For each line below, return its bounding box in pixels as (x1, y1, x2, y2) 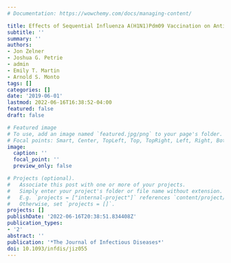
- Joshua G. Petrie (7, 54, 63, 62)
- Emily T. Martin (7, 67, 60, 74)
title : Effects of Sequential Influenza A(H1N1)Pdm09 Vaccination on (7, 22, 211, 30)
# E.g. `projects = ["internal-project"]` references (7, 194, 170, 201)
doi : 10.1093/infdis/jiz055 (7, 245, 88, 252)
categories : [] (7, 87, 51, 93)
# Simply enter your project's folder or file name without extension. (7, 187, 223, 194)
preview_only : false (13, 163, 72, 170)
